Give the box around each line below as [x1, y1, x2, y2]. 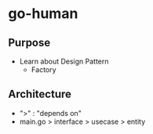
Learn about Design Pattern [19, 56, 109, 66]
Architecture [8, 88, 72, 101]
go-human [8, 5, 78, 23]
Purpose [8, 36, 51, 49]
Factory [31, 65, 56, 74]
